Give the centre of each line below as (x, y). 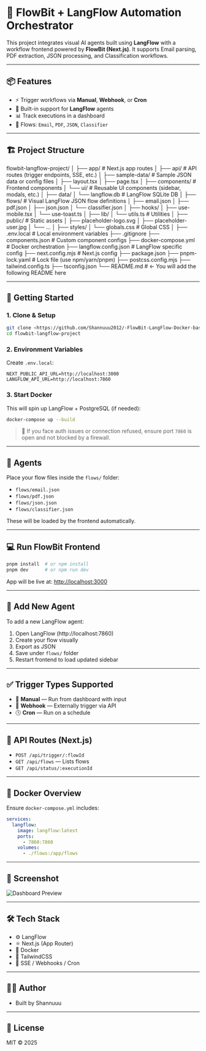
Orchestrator (40, 26)
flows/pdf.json (35, 497)
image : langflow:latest (48, 830)
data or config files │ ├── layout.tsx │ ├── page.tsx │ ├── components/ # (101, 181)
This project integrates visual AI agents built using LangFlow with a (91, 42)
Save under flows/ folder (47, 653)
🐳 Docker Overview (44, 793)
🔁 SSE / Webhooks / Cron (48, 963)
